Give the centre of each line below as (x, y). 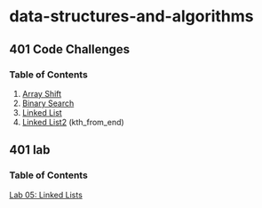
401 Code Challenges (70, 49)
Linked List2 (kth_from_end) (73, 122)
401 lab (30, 150)
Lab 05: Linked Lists (46, 195)
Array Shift (42, 93)
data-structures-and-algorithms (132, 16)
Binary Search (48, 103)
